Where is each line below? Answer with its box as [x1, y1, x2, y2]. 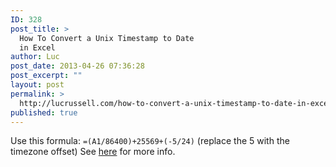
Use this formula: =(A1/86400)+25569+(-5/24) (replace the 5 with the [10, 135, 290, 147]
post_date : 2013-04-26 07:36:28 [10, 61, 145, 71]
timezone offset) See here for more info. [10, 146, 176, 158]
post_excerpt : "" [10, 71, 83, 81]
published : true [10, 107, 78, 118]
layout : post [10, 80, 65, 90]
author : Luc [10, 52, 60, 62]
